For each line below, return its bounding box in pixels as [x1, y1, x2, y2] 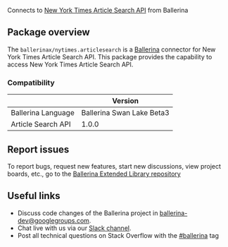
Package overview [7, 26, 90, 38]
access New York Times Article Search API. [7, 60, 134, 68]
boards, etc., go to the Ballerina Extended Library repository [7, 169, 181, 178]
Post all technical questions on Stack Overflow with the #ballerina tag [17, 231, 220, 239]
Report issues [7, 143, 70, 155]
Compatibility [7, 78, 55, 88]
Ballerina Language [11, 108, 75, 118]
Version [112, 96, 139, 106]
